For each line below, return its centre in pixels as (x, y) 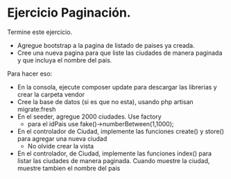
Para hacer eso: (30, 74)
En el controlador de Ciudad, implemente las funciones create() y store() (120, 131)
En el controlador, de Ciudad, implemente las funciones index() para (114, 153)
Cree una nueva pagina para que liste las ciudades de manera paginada (120, 53)
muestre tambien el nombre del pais (69, 168)
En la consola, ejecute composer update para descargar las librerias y (117, 87)
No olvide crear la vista (61, 146)
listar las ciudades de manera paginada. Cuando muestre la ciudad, (113, 160)
